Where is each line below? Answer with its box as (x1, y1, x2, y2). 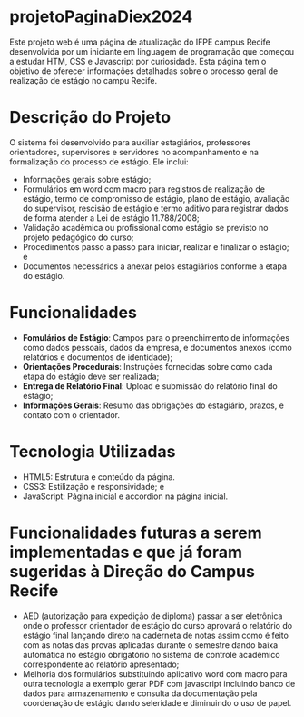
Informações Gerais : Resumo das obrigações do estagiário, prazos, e (22, 400, 284, 411)
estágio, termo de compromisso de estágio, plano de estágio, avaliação (22, 193, 290, 204)
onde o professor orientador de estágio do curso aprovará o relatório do (22, 620, 293, 631)
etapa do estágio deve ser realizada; (22, 371, 160, 382)
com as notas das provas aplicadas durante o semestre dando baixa (22, 639, 279, 651)
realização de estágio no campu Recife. (9, 75, 157, 85)
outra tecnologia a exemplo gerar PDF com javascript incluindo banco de (22, 678, 296, 689)
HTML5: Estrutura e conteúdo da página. (22, 471, 175, 483)
